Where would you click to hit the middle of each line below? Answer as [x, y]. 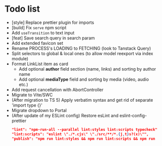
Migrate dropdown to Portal [39, 110]
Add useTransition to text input [43, 33]
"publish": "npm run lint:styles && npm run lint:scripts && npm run [83, 139]
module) [20, 58]
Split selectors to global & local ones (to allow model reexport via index [82, 53]
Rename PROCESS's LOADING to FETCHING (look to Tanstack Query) [81, 48]
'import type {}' [27, 105]
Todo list [22, 9]
